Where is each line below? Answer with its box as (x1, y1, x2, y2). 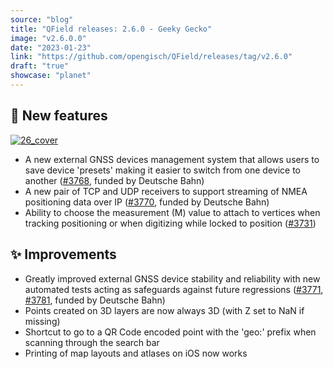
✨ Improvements (10, 246, 117, 263)
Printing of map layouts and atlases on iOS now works (24, 347, 248, 359)
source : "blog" (10, 14, 74, 25)
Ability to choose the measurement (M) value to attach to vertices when (24, 206, 321, 218)
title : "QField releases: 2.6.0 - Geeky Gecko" (10, 24, 213, 34)
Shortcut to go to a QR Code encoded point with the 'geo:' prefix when (24, 326, 317, 338)
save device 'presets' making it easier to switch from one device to (24, 164, 301, 176)
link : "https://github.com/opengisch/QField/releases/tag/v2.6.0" (10, 52, 293, 62)
